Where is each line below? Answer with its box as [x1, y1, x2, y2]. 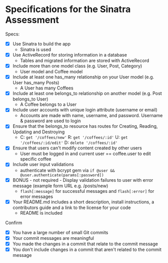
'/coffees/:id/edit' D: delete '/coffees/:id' [20, 140, 118, 146]
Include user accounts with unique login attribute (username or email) [12, 107, 158, 113]
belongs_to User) [12, 96, 49, 102]
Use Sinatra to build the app [12, 40, 71, 46]
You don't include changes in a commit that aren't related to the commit [12, 246, 161, 252]
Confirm [5, 220, 23, 226]
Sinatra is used [20, 46, 51, 52]
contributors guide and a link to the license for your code [12, 204, 131, 211]
